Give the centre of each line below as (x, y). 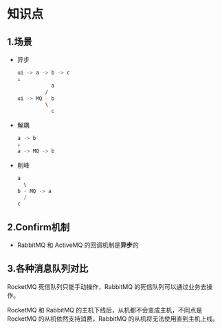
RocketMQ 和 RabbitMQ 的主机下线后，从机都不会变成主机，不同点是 (105, 310)
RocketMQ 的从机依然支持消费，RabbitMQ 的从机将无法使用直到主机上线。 (113, 319)
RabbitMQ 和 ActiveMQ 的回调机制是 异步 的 (78, 245)
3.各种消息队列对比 (48, 269)
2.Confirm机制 (38, 227)
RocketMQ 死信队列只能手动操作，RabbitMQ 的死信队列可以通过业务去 (107, 286)
